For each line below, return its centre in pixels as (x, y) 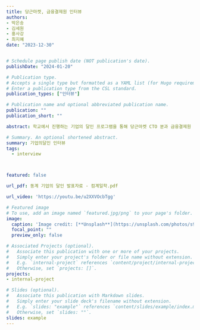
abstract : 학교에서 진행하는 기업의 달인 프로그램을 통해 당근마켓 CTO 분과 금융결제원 (99, 127)
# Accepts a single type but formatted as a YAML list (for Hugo (89, 83)
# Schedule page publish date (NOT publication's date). (78, 61)
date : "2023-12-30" (30, 45)
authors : (17, 17)
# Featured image (28, 207)
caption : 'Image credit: (42, 224)
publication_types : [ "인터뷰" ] (43, 94)
